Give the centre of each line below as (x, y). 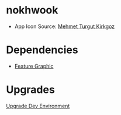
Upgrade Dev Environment (38, 106)
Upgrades (31, 90)
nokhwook (32, 10)
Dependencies (42, 50)
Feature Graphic (34, 66)
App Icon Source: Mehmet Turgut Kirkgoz (65, 26)
